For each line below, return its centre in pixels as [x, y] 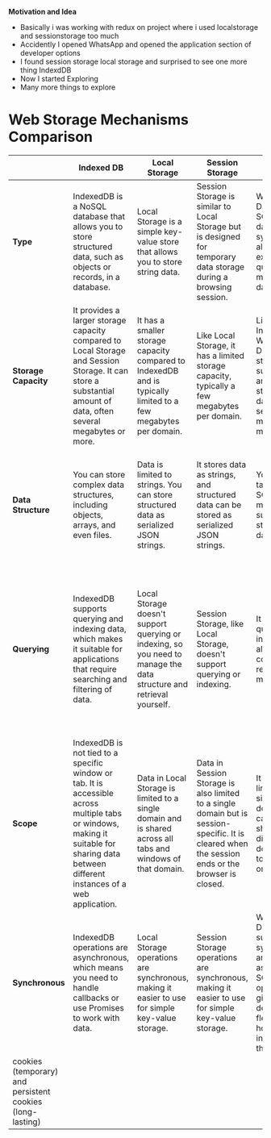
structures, [94, 494]
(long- [25, 1111]
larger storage [100, 320]
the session [218, 853]
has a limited [220, 356]
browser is [216, 873]
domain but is [222, 813]
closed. [210, 884]
